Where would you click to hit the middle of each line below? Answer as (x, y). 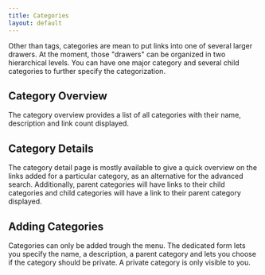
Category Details (51, 148)
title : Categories (39, 15)
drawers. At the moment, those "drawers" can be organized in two (117, 54)
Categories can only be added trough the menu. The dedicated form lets (127, 245)
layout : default (35, 23)
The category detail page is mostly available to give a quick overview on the (132, 168)
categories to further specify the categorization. (87, 71)
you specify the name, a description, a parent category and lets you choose (132, 254)
